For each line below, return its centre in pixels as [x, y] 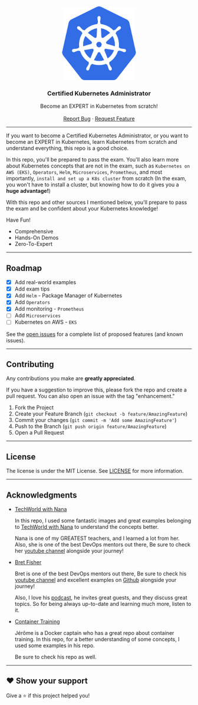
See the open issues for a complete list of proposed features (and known [95, 334]
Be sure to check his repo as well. [56, 657]
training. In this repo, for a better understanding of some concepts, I [97, 639]
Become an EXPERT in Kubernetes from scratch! [99, 106]
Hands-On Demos [37, 238]
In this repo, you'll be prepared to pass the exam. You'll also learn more [93, 160]
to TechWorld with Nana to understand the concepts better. [87, 526]
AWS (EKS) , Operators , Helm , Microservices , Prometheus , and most [84, 172]
